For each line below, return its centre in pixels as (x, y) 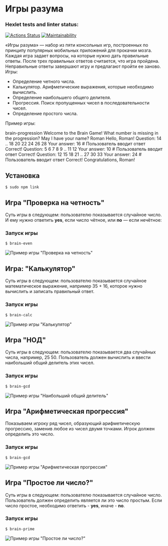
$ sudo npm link (22, 187)
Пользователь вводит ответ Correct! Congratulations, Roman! (70, 160)
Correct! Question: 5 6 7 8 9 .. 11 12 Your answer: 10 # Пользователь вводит (84, 149)
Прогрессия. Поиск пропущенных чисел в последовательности (81, 103)
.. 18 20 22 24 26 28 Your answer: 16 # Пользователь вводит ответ (75, 144)
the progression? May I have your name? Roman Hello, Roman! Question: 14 (83, 138)
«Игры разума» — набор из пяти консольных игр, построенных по (77, 45)
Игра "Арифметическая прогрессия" (67, 412)
